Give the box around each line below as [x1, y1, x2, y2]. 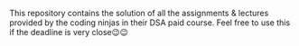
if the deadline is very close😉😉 [9, 27, 129, 37]
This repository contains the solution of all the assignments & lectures [9, 8, 269, 18]
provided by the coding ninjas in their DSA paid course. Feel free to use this [9, 17, 291, 28]
